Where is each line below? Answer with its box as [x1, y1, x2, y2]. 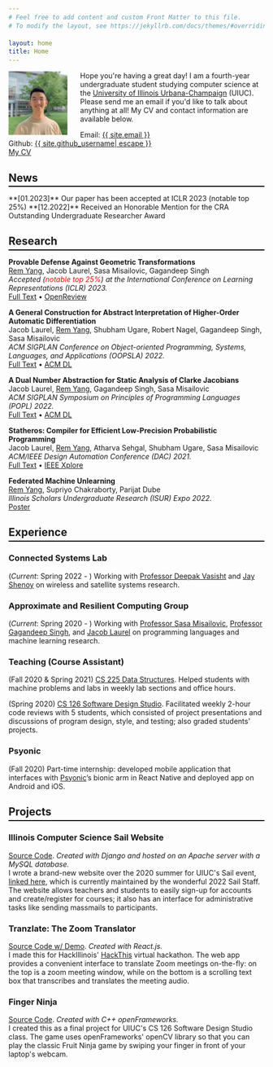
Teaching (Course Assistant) [8, 656, 124, 668]
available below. [80, 114, 134, 124]
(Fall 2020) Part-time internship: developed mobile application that [8, 764, 232, 774]
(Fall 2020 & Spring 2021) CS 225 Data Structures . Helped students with [8, 674, 250, 684]
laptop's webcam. [8, 1049, 68, 1059]
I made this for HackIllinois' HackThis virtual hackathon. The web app [8, 950, 240, 960]
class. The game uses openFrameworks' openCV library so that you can [8, 1032, 250, 1042]
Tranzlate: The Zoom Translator [8, 923, 136, 934]
